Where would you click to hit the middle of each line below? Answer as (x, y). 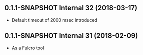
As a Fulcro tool (28, 48)
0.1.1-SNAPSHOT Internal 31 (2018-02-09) (71, 36)
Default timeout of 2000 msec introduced (55, 20)
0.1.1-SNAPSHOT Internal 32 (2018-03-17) (71, 8)
